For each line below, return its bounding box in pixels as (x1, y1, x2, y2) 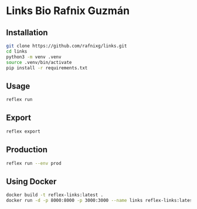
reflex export (6, 128, 41, 134)
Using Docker (6, 176, 57, 186)
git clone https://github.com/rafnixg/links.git (6, 43, 127, 49)
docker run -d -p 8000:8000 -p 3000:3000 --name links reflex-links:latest (6, 198, 195, 204)
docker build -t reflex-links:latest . (6, 192, 104, 198)
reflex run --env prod (6, 160, 62, 166)
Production (6, 145, 48, 155)
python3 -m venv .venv (6, 54, 62, 60)
